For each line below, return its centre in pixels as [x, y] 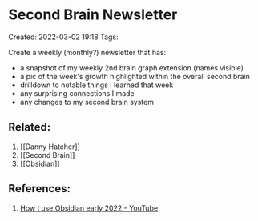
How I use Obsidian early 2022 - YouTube [89, 208]
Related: [30, 127]
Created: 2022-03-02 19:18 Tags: [63, 37]
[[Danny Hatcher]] [50, 147]
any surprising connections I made [77, 93]
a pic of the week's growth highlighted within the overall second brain [135, 76]
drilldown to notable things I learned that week [97, 85]
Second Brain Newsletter [93, 15]
